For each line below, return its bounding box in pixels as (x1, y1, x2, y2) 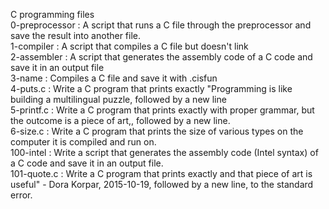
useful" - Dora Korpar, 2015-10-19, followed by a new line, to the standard (10, 179, 314, 190)
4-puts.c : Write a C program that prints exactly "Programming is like (10, 83, 293, 94)
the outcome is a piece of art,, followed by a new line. (10, 115, 231, 126)
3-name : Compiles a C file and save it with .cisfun (10, 72, 218, 84)
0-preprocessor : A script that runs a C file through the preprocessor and (10, 19, 312, 31)
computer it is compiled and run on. (10, 136, 157, 148)
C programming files (10, 9, 95, 20)
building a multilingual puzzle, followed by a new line (10, 94, 227, 105)
